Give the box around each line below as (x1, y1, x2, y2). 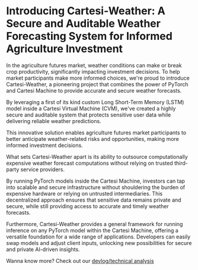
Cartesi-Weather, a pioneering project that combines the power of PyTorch (6, 80, 189, 87)
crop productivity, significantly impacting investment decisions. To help (6, 68, 180, 75)
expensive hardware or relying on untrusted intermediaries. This (6, 190, 163, 197)
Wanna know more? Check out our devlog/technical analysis (6, 257, 154, 264)
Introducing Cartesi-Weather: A (6, 4, 166, 18)
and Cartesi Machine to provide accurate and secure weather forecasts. (6, 87, 182, 94)
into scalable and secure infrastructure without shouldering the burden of (6, 183, 186, 191)
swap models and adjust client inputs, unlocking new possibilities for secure (6, 239, 192, 246)
